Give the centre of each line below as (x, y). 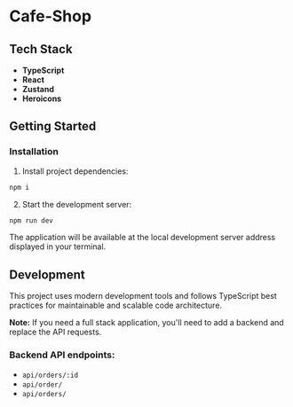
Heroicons (42, 98)
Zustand (38, 89)
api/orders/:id (50, 375)
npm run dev (31, 220)
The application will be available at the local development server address (143, 238)
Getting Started (53, 126)
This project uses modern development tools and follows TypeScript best (143, 296)
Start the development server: (77, 204)
